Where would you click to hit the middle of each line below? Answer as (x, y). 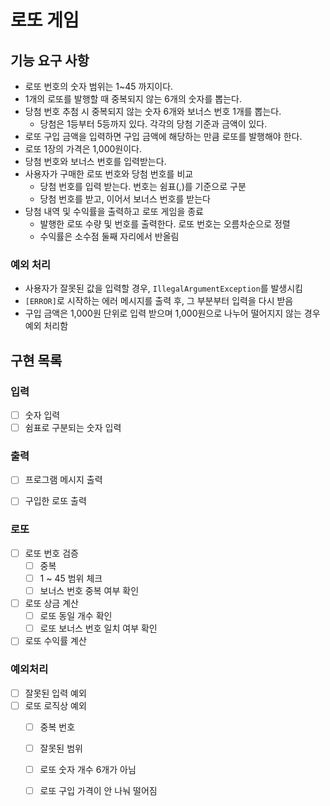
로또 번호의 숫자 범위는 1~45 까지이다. (99, 86)
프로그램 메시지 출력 (63, 480)
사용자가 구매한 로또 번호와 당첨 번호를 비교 (109, 174)
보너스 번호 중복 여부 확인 (89, 591)
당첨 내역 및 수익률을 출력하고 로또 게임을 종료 (114, 211)
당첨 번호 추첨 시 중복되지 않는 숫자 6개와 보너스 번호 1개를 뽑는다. (153, 111)
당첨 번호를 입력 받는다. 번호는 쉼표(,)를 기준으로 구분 (143, 186)
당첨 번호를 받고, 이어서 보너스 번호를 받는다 (125, 199)
